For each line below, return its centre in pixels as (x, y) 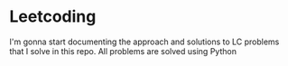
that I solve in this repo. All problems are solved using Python (123, 51)
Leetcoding (53, 17)
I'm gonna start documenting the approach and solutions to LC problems (144, 42)
